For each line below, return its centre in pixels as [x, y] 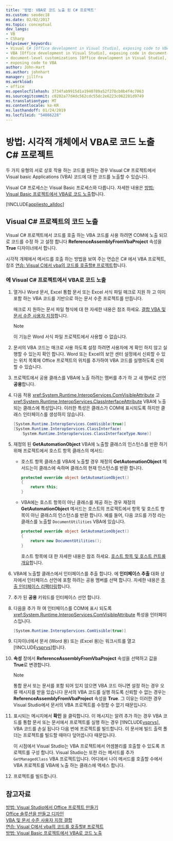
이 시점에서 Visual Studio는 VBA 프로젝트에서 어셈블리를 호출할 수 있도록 [86, 746]
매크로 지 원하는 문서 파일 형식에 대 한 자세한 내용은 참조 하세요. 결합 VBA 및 [89, 309]
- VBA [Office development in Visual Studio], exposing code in [76, 53]
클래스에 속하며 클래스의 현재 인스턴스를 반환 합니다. [91, 468]
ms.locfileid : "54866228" [33, 115]
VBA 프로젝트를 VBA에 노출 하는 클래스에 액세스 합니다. [69, 765]
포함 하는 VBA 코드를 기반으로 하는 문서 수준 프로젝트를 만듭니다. [78, 298]
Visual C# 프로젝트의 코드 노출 [52, 222]
